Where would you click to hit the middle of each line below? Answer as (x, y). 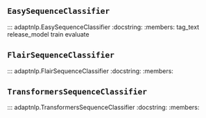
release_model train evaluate (48, 34)
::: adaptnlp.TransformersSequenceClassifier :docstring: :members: (103, 108)
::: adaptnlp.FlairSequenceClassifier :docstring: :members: (90, 71)
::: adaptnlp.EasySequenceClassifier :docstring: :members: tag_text (103, 27)
